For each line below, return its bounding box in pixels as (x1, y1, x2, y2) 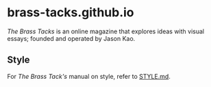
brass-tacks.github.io (7, 5, 135, 20)
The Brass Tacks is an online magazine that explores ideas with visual (7, 27, 204, 35)
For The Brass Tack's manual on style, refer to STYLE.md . (7, 72, 171, 80)
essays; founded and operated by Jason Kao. (7, 34, 136, 42)
